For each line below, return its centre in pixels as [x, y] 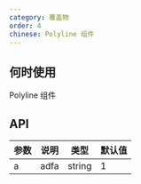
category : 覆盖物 [39, 17]
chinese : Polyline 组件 [52, 34]
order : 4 [25, 26]
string [80, 166]
